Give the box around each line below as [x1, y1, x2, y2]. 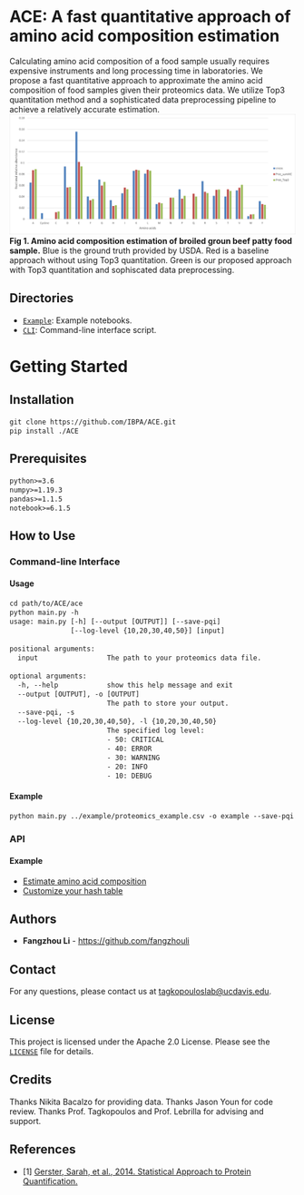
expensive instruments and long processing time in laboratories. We [9, 65, 263, 76]
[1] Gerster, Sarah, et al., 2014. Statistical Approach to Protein [22, 1166, 251, 1177]
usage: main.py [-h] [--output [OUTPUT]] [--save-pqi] [9, 617, 221, 627]
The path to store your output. [106, 699, 230, 709]
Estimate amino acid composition [22, 876, 147, 886]
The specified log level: [106, 726, 205, 736]
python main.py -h [9, 608, 79, 618]
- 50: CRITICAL [106, 735, 165, 745]
